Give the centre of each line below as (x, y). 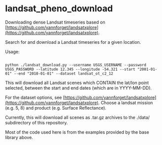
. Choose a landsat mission (126, 102)
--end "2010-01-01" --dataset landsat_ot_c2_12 (64, 73)
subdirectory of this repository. (36, 122)
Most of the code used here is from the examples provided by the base (77, 132)
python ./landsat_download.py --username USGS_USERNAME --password (76, 65)
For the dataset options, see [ (35, 97)
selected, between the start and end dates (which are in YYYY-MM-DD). (78, 88)
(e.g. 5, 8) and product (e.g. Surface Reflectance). (56, 108)
